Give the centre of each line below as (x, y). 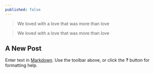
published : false (23, 10)
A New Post (23, 49)
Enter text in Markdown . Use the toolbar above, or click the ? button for (77, 60)
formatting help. (21, 65)
